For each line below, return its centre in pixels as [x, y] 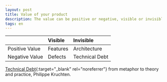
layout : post [19, 10]
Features [58, 49]
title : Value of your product [37, 14]
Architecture [87, 49]
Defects [57, 57]
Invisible [83, 40]
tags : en [14, 24]
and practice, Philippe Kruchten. [38, 75]
